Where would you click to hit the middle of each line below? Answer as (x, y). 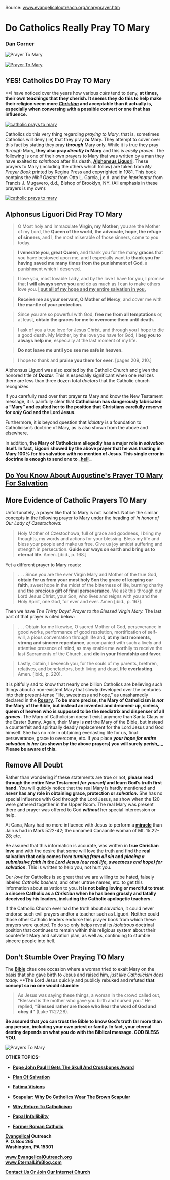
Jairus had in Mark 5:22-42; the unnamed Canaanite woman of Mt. (75, 831)
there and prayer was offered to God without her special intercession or (80, 810)
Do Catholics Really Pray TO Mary (78, 28)
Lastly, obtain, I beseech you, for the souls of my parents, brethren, (88, 664)
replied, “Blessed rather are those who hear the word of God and (87, 1006)
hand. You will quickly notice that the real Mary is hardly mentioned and (80, 788)
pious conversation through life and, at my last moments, (91, 637)
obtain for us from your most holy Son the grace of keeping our (85, 580)
